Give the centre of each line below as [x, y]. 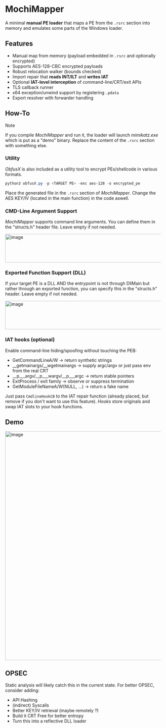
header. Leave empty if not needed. [41, 294]
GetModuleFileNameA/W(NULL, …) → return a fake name [70, 386]
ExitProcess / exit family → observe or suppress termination [73, 381]
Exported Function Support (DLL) [46, 273]
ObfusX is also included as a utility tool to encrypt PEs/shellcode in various [81, 169]
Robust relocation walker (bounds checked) [57, 71]
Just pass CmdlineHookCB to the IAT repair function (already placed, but [77, 396]
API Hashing [25, 700]
